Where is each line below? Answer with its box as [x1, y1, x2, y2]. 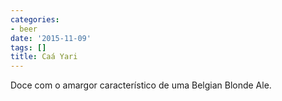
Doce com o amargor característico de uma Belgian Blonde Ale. [10, 79, 272, 91]
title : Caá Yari [10, 52, 78, 62]
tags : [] [10, 42, 47, 53]
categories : [10, 14, 60, 25]
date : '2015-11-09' [10, 33, 92, 43]
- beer [10, 24, 38, 34]
